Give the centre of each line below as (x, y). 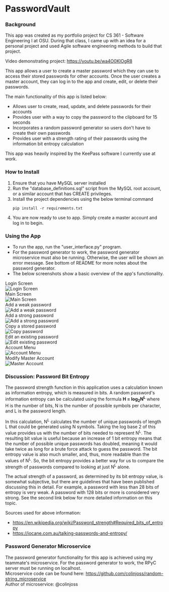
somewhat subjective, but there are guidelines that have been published (80, 482)
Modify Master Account (30, 358)
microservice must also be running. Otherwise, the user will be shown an (88, 258)
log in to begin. (28, 223)
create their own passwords (41, 133)
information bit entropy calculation (48, 144)
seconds (21, 122)
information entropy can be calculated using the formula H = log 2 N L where (82, 399)
